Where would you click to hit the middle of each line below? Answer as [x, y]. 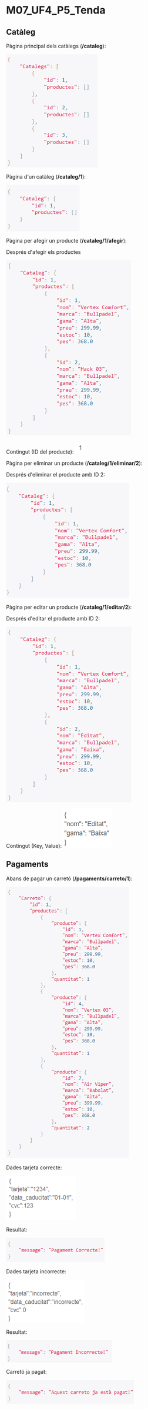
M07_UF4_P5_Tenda [56, 10]
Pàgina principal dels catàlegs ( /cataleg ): [56, 46]
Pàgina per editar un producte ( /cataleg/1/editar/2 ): [69, 607]
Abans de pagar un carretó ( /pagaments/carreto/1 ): [69, 878]
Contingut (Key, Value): [34, 846]
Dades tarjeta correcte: [34, 1168]
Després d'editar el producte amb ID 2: [53, 618]
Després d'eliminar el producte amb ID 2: [56, 474]
